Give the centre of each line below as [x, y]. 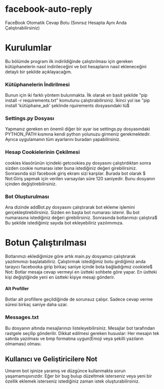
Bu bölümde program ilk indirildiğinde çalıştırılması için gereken [69, 61]
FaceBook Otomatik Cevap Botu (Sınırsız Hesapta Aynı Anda [66, 23]
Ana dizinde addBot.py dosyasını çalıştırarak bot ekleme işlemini [70, 207]
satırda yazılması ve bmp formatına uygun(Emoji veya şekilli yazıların [74, 338]
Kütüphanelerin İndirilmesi [38, 84]
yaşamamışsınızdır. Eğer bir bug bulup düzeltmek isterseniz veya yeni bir [79, 376]
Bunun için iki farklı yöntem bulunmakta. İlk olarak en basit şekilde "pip [76, 95]
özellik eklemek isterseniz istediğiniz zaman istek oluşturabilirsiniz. [72, 381]
